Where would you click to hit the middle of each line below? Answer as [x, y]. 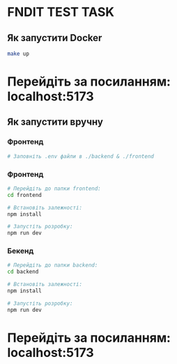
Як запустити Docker [55, 38]
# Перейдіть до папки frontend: [54, 189]
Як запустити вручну [55, 122]
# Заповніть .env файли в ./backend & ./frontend [81, 156]
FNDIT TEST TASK [61, 12]
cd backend [23, 272]
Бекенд [21, 251]
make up [18, 54]
